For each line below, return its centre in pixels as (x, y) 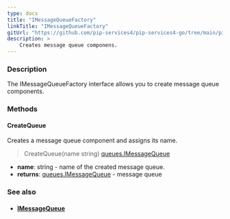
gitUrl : (18, 33)
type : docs (23, 13)
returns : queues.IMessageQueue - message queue (89, 175)
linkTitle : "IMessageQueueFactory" (58, 26)
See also (22, 192)
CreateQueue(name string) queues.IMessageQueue (97, 154)
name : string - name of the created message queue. (91, 167)
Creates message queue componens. (68, 45)
